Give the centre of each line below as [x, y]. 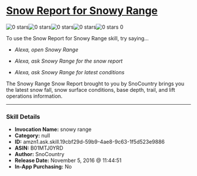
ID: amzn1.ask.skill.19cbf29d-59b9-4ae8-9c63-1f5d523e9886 [90, 142]
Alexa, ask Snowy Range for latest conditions [69, 72]
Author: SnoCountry [39, 154]
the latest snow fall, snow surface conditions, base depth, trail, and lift [91, 89]
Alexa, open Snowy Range [46, 49]
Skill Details [23, 116]
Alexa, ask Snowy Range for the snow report [69, 61]
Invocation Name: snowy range [53, 129]
